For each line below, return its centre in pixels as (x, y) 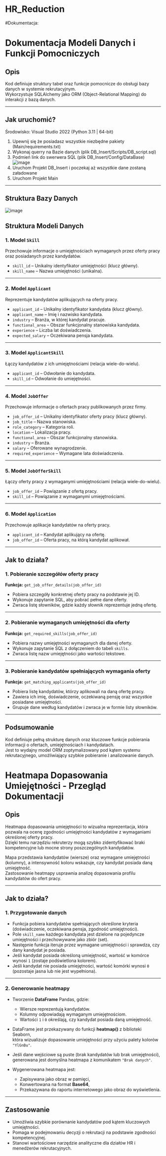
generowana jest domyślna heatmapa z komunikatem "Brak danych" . (82, 1060)
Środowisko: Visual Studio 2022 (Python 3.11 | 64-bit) (59, 131)
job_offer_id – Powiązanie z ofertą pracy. (55, 491)
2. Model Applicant (28, 289)
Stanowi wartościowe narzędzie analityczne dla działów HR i (74, 1143)
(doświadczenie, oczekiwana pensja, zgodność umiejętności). (75, 929)
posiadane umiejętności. (37, 702)
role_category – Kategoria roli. (43, 427)
